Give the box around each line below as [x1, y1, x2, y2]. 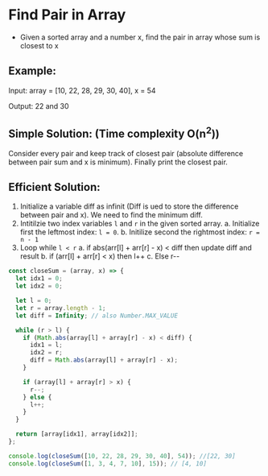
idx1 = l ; [29, 341, 63, 350]
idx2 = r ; [29, 349, 63, 357]
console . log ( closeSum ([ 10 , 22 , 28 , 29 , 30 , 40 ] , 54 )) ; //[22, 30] [8, 452, 236, 460]
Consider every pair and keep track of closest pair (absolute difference [8, 148, 244, 158]
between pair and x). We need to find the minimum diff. [19, 210, 204, 220]
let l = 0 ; [15, 296, 52, 304]
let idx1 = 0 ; [15, 275, 63, 283]
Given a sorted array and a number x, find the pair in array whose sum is [19, 32, 261, 42]
